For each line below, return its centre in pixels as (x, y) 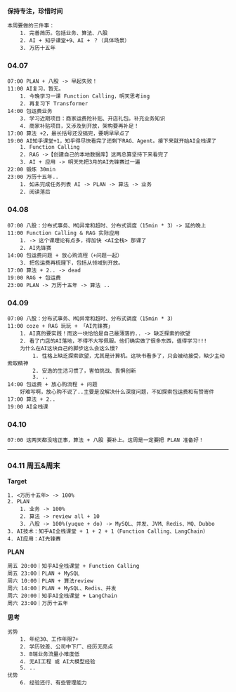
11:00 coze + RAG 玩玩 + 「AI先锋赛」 (60, 326)
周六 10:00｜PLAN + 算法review (50, 581)
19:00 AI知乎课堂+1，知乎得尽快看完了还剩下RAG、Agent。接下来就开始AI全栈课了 (112, 141)
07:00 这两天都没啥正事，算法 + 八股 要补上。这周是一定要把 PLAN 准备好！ (106, 440)
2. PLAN (19, 502)
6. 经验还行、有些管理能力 (53, 683)
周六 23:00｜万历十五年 (38, 604)
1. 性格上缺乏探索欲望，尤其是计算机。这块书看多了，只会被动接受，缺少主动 (129, 356)
